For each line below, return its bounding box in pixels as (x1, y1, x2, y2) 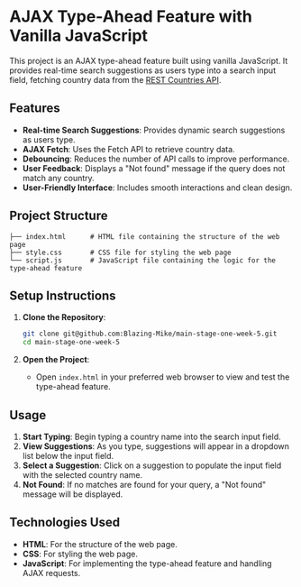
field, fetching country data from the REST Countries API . (9, 74, 222, 85)
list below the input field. (22, 450, 114, 461)
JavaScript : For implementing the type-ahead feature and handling (22, 557, 272, 569)
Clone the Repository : (22, 312, 106, 323)
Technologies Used (9, 515, 120, 530)
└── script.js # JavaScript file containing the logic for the (9, 255, 277, 265)
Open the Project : (22, 354, 90, 365)
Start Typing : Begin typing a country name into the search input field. (22, 431, 281, 442)
